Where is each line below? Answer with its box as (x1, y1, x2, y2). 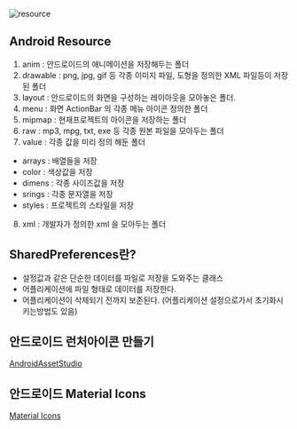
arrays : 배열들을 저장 (21, 155, 98, 166)
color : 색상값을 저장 (21, 166, 93, 177)
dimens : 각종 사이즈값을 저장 (21, 178, 125, 188)
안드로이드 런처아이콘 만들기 (9, 334, 155, 350)
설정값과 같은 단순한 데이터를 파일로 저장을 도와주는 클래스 (21, 272, 224, 283)
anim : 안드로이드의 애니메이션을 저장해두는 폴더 (21, 59, 190, 69)
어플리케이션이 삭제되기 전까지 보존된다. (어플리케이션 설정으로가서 (21, 294, 254, 306)
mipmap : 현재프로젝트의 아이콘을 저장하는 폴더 (21, 114, 187, 124)
